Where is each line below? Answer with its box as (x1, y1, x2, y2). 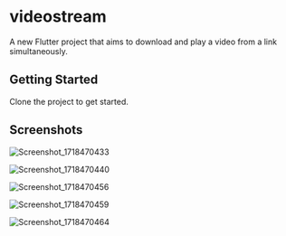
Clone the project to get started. (9, 96, 129, 107)
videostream (9, 6, 107, 27)
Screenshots (9, 122, 83, 137)
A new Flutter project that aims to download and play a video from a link (9, 36, 278, 47)
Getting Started (9, 72, 99, 88)
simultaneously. (9, 45, 68, 56)
